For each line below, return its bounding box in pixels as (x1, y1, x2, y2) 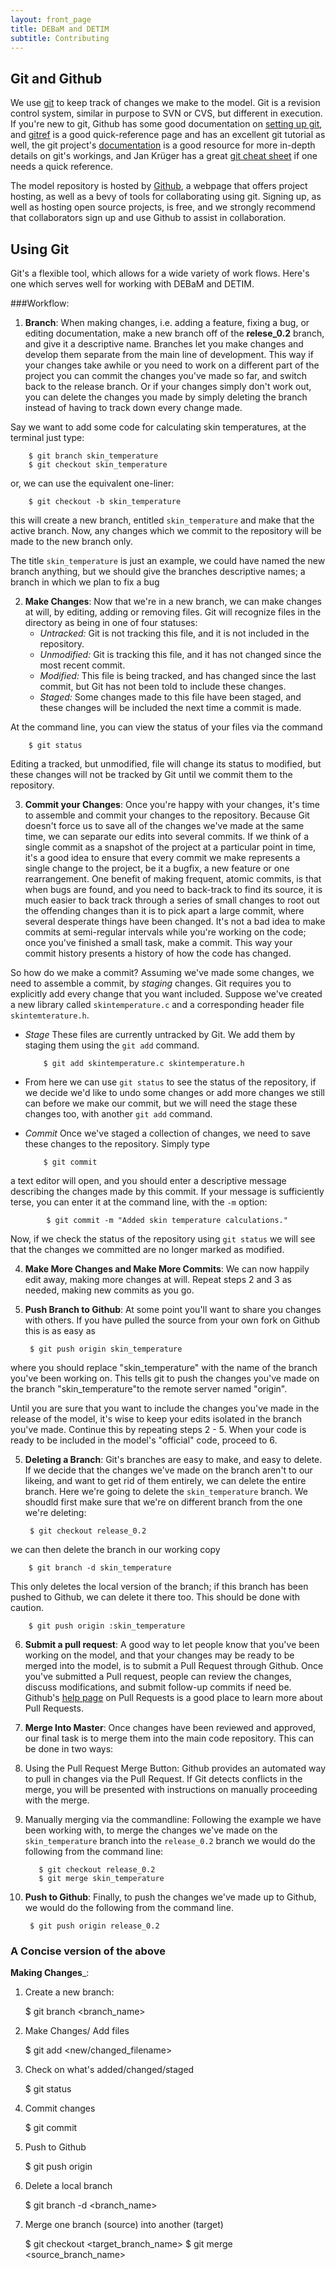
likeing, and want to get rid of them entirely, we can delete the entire (24, 1475, 307, 1486)
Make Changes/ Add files (24, 2025, 130, 2037)
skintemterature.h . (10, 1009, 90, 1021)
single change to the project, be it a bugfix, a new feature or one (24, 862, 290, 874)
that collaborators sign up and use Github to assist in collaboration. (10, 212, 287, 224)
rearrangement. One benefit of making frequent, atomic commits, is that (24, 873, 322, 885)
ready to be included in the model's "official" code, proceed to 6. (10, 1434, 278, 1446)
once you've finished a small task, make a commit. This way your (24, 937, 293, 948)
